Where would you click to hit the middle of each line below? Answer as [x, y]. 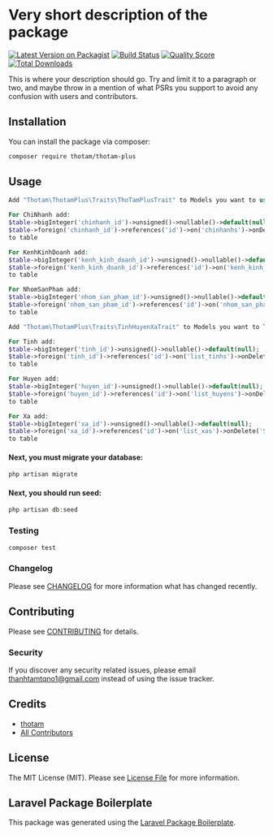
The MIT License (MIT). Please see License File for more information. [124, 777]
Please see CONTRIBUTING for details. [74, 631]
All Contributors [46, 732]
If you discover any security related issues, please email [102, 670]
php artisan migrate [43, 474]
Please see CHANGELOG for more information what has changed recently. [133, 586]
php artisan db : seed [43, 510]
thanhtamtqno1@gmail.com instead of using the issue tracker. [112, 678]
